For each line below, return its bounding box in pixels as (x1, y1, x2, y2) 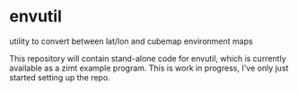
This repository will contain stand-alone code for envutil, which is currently (9, 53, 287, 63)
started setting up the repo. (9, 71, 110, 82)
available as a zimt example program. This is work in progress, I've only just (9, 63, 289, 73)
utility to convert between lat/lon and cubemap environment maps (9, 36, 253, 46)
